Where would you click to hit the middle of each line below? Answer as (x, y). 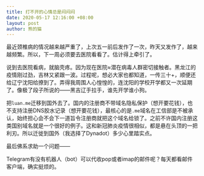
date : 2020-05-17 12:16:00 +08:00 (50, 18)
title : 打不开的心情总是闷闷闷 (41, 12)
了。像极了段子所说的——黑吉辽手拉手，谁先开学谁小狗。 (78, 90)
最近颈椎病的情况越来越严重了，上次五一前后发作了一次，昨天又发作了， (97, 47)
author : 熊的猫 (24, 29)
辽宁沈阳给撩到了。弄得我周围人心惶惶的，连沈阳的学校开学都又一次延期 (102, 83)
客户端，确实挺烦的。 (33, 167)
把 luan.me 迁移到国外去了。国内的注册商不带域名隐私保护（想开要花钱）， (97, 103)
